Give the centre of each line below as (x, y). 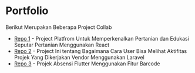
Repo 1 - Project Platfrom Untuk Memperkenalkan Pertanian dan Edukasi (101, 38)
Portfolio (27, 11)
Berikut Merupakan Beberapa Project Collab (59, 27)
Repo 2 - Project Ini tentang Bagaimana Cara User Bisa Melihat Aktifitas (100, 51)
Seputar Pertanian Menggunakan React (62, 45)
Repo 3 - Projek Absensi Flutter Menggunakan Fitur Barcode (87, 64)
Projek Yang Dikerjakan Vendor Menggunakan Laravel (79, 57)
